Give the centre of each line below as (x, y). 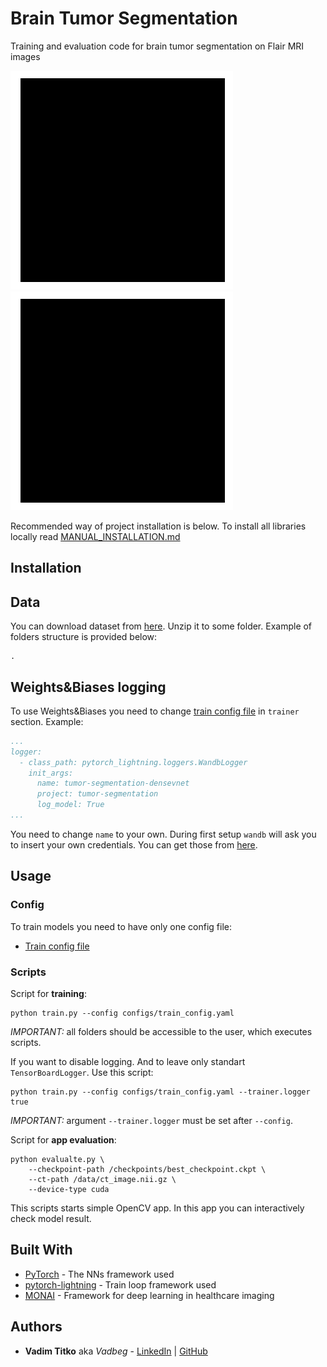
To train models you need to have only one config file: (121, 926)
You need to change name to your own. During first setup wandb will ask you (163, 834)
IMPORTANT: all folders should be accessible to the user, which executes (161, 1031)
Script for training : (48, 993)
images (25, 56)
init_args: (51, 773)
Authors (36, 1327)
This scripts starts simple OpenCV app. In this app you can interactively (157, 1208)
